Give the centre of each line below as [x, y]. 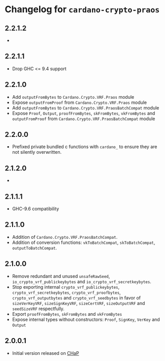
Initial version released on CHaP [45, 353]
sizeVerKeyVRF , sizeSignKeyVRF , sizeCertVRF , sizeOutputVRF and [78, 303]
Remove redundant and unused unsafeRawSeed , [61, 276]
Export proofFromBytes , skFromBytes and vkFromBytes [67, 314]
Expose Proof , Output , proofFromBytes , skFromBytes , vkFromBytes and [84, 113]
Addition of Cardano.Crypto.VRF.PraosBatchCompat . [65, 237]
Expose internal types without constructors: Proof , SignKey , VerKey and [86, 319]
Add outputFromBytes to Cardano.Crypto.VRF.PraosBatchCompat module [86, 107]
